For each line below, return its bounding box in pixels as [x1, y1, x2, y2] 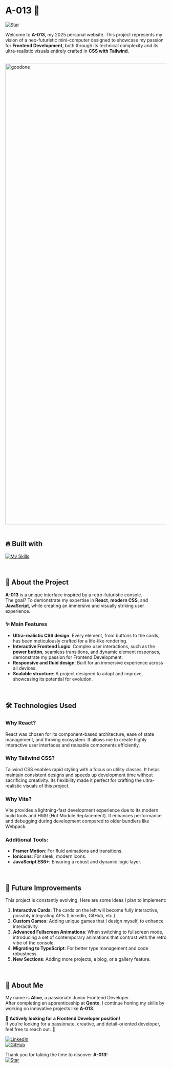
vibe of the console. [12, 940, 55, 946]
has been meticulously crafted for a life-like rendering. [12, 638, 128, 644]
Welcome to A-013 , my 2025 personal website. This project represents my [5, 31, 163, 37]
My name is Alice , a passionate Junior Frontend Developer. [5, 995, 131, 1001]
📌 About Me [5, 981, 44, 990]
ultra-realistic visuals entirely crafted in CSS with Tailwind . [5, 48, 130, 54]
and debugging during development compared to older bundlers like [5, 818, 149, 824]
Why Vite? [5, 795, 32, 802]
